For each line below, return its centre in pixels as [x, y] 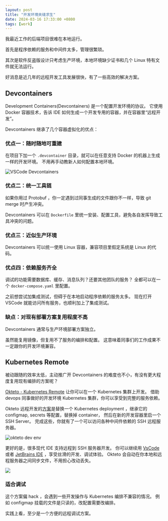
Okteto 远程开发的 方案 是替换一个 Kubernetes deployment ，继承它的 [76, 409]
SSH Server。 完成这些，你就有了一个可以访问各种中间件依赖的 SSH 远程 [81, 421]
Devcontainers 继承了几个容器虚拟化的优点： [52, 129]
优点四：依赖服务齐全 [31, 268]
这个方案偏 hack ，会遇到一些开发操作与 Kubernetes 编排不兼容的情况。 [80, 496]
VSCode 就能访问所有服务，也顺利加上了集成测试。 [58, 303]
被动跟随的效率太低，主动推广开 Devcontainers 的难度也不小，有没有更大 [81, 375]
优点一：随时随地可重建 [33, 143]
